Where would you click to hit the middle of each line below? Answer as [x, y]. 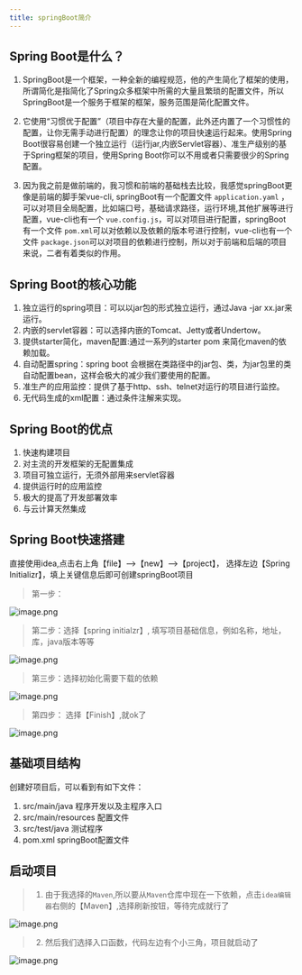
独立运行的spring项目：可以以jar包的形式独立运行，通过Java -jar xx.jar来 [157, 308]
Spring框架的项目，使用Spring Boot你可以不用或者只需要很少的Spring [160, 155]
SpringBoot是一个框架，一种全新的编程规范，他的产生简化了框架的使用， [158, 80]
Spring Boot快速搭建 [67, 540]
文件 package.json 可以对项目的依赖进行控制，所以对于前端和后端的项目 [154, 242]
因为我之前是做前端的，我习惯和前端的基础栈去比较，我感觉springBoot [153, 186]
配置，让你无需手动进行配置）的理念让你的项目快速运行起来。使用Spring [157, 132]
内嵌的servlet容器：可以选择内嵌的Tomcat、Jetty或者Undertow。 [144, 331]
